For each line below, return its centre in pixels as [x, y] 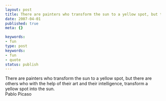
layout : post [19, 10]
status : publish [22, 65]
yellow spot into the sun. [30, 89]
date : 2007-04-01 [23, 19]
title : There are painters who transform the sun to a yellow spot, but [82, 14]
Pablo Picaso [19, 94]
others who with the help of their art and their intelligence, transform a [77, 84]
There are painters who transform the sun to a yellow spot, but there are [79, 78]
